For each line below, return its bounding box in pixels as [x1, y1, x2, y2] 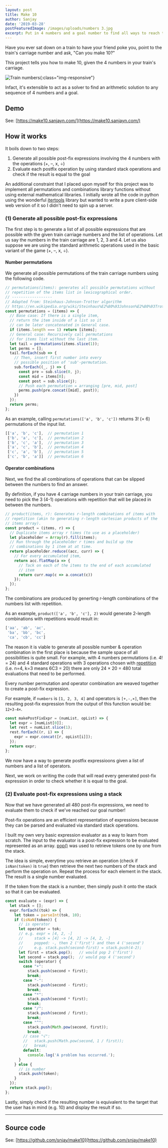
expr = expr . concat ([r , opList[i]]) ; [14, 734, 93, 740]
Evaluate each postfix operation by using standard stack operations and [12, 166, 161, 172]
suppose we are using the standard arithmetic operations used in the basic [5, 242, 159, 248]
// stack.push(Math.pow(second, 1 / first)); [23, 1039, 124, 1044]
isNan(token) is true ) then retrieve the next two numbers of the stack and [5, 863, 157, 869]
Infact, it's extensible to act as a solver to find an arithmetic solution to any [5, 84, 158, 90]
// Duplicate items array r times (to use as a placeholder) [9, 530, 140, 535]
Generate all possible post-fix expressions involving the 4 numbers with [12, 155, 160, 161]
